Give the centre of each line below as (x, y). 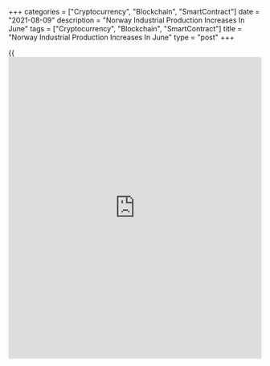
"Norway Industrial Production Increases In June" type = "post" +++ (121, 37)
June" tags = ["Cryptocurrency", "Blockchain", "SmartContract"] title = (125, 29)
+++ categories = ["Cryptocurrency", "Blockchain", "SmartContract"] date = (134, 12)
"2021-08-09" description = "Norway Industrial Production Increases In (127, 20)
